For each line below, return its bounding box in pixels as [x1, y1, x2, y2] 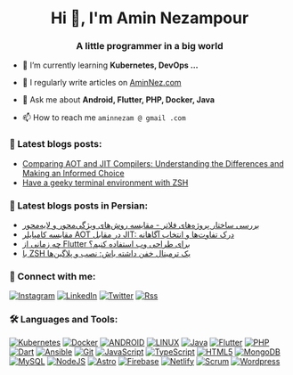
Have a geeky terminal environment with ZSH [21, 177, 189, 188]
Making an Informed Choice [21, 167, 125, 178]
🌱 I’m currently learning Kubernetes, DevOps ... [21, 60, 199, 70]
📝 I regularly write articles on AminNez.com [21, 77, 182, 88]
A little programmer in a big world [75, 40, 224, 53]
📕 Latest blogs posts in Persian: [9, 200, 149, 212]
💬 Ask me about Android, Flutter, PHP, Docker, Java [21, 94, 216, 105]
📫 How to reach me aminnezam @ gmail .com [21, 112, 186, 123]
